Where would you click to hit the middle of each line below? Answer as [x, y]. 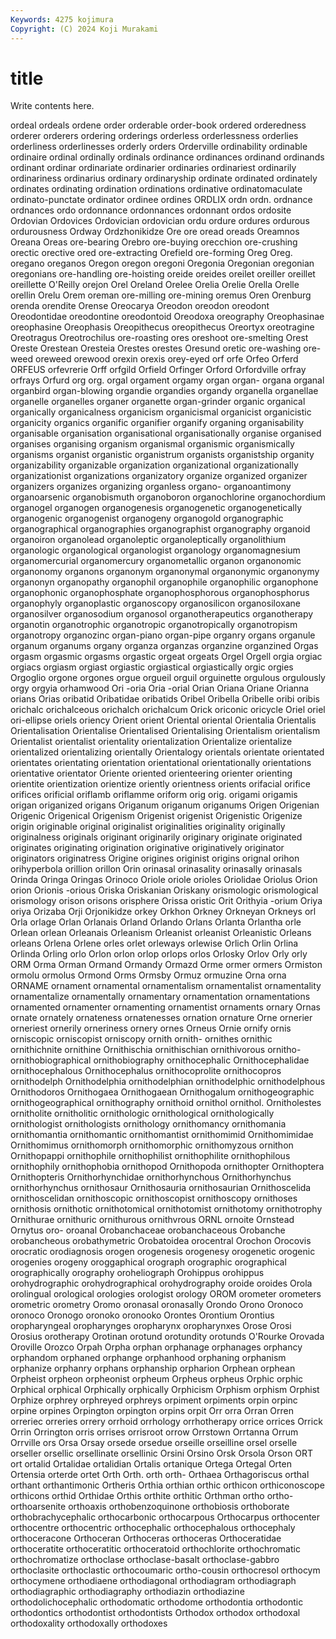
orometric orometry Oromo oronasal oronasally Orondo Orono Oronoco [157, 1305]
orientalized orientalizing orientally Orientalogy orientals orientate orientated [167, 752]
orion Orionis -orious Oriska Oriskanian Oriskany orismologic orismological [164, 890]
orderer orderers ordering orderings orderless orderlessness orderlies [154, 136]
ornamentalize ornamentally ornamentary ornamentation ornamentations [160, 997]
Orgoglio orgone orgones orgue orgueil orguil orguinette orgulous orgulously [168, 678]
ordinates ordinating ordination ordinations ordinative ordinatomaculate [156, 189]
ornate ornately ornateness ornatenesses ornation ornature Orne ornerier [161, 1018]
